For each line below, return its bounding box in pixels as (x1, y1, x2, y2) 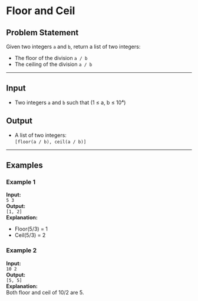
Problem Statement (6, 28, 79, 38)
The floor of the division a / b (14, 55, 88, 61)
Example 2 (6, 246, 37, 255)
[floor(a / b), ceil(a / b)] (14, 139, 87, 145)
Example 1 (6, 178, 36, 186)
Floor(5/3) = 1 (14, 225, 48, 233)
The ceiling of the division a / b (14, 61, 93, 68)
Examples (6, 160, 43, 170)
